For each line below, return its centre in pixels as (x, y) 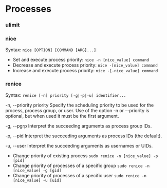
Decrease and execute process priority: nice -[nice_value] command (85, 65)
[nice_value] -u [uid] (37, 180)
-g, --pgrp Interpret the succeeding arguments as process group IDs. (79, 126)
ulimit (13, 25)
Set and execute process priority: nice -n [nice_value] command (81, 60)
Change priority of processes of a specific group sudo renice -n (81, 165)
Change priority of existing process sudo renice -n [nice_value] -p (85, 155)
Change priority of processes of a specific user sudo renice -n (79, 175)
